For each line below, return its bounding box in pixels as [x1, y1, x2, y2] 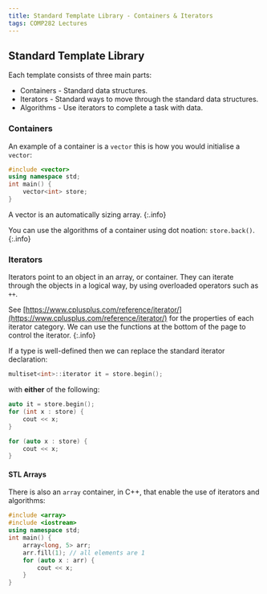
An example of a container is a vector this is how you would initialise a [8, 141, 241, 151]
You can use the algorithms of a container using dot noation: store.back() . [8, 225, 255, 235]
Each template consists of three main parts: [8, 70, 152, 80]
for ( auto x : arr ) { [22, 556, 95, 564]
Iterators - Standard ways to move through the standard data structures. [19, 94, 259, 104]
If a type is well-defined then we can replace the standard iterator [8, 346, 225, 356]
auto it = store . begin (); [8, 400, 95, 408]
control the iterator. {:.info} [8, 330, 96, 340]
